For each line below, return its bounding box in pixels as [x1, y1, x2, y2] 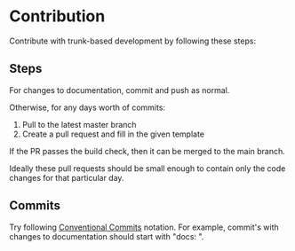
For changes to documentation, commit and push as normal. [9, 84, 230, 95]
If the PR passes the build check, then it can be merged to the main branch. [9, 145, 286, 156]
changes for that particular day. [9, 172, 124, 183]
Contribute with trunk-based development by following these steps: [9, 35, 256, 46]
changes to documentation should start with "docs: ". [9, 231, 204, 241]
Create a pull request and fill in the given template [21, 129, 204, 139]
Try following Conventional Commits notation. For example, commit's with [9, 222, 280, 232]
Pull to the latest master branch [21, 119, 137, 129]
